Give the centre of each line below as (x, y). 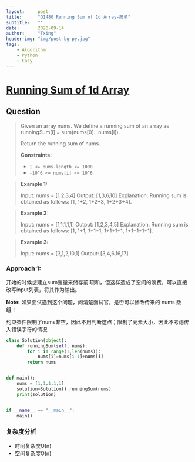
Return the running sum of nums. (60, 143)
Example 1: (34, 184)
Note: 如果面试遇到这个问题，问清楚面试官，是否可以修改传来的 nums (90, 302)
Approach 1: (23, 268)
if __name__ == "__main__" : (41, 410)
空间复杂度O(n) (33, 453)
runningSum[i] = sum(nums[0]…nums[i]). (70, 132)
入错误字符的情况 (27, 329)
